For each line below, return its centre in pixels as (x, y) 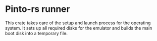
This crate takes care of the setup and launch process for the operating (78, 23)
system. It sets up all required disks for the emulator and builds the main (79, 28)
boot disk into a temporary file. (36, 33)
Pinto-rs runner (38, 9)
